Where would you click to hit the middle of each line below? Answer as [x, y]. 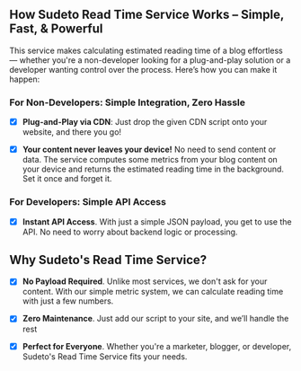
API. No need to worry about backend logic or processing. [130, 232]
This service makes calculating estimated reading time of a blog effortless [146, 50]
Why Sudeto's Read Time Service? [108, 260]
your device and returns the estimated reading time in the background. [153, 169]
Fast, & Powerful [56, 29]
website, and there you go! [72, 132]
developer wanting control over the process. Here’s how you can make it [143, 69]
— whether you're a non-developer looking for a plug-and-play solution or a [150, 60]
